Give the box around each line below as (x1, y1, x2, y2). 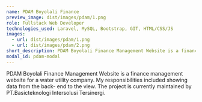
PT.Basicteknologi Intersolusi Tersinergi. (6, 89, 106, 96)
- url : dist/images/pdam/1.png (11, 37, 90, 43)
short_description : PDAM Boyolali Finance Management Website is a (6, 48, 179, 54)
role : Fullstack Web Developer (6, 20, 85, 26)
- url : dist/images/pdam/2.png (11, 43, 90, 49)
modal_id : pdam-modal (6, 53, 61, 59)
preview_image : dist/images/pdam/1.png (6, 14, 106, 20)
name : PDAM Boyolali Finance (6, 8, 79, 15)
